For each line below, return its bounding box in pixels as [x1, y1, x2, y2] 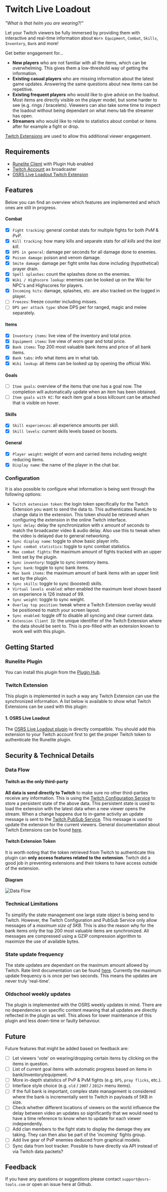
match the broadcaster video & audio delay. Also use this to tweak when [12, 528, 161, 534]
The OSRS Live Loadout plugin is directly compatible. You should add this [5, 726, 156, 732]
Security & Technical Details [5, 751, 94, 760]
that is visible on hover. [12, 400, 60, 406]
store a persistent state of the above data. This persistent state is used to [5, 800, 155, 806]
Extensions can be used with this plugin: [5, 703, 88, 710]
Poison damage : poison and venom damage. [12, 254, 101, 260]
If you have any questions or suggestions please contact [5, 1176, 121, 1182]
